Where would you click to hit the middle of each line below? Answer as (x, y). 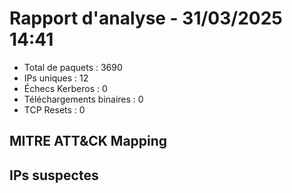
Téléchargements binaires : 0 (83, 99)
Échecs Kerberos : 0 (65, 88)
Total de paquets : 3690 (73, 67)
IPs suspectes (54, 175)
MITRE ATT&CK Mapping (88, 141)
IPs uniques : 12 (56, 78)
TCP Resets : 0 (54, 109)
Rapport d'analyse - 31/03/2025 (146, 18)
